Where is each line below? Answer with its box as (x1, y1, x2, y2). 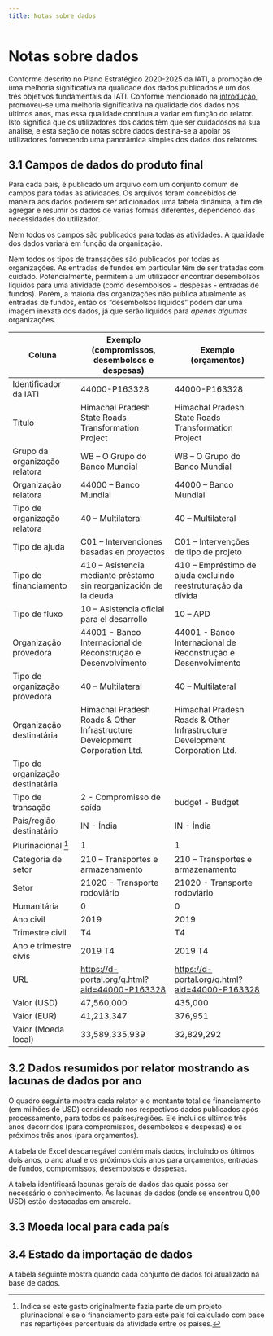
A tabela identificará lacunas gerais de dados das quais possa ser (8, 1179, 229, 1189)
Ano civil (12, 913, 46, 925)
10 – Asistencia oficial (80, 603, 165, 615)
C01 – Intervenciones (80, 537, 162, 548)
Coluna (28, 349, 57, 361)
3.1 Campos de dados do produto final (8, 158, 204, 172)
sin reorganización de (80, 580, 163, 591)
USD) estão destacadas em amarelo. (8, 1196, 132, 1206)
